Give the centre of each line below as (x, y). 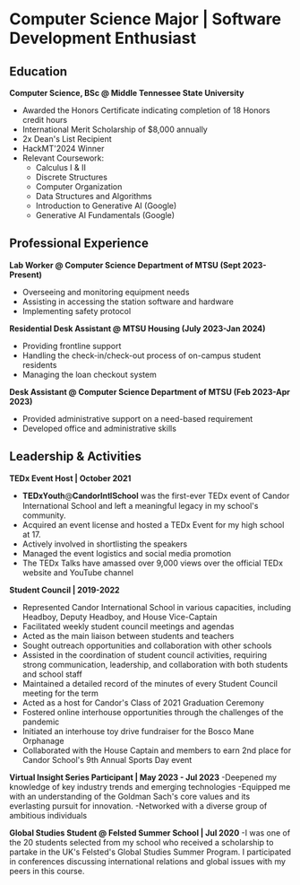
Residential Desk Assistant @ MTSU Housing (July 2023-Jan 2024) (137, 329)
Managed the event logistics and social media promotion (127, 553)
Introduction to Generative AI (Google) (106, 206)
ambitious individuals (48, 815)
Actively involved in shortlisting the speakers (105, 544)
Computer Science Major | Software (146, 19)
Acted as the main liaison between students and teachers (128, 635)
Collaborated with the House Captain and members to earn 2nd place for (157, 750)
